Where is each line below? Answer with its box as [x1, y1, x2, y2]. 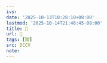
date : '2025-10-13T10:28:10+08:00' [6, 14, 95, 20]
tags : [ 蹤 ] [6, 37, 33, 43]
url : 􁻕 [6, 31, 23, 37]
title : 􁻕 [6, 25, 28, 32]
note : [6, 48, 20, 54]
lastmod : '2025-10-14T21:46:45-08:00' [6, 20, 103, 26]
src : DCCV [6, 43, 31, 49]
